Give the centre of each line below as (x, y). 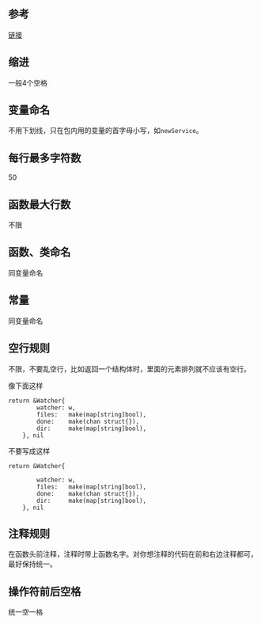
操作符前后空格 (45, 591)
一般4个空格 (28, 82)
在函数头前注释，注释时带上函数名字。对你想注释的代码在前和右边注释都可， (133, 554)
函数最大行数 (40, 204)
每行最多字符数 (45, 158)
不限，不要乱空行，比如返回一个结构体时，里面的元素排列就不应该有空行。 (129, 369)
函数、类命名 (40, 252)
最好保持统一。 (32, 564)
